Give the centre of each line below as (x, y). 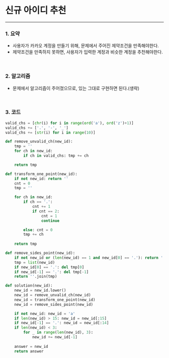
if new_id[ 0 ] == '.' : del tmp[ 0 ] (49, 267)
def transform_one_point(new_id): (41, 174)
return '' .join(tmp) (36, 277)
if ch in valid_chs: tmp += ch (56, 156)
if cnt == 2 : (46, 211)
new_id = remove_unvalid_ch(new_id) (53, 295)
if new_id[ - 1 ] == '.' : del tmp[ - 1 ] (52, 272)
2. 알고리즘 (18, 76)
